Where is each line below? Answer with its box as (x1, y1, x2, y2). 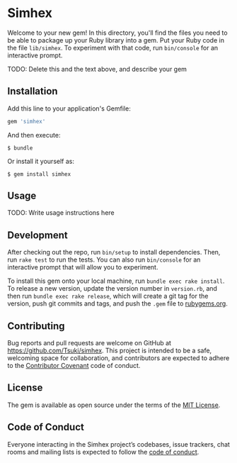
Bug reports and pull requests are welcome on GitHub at (7, 339, 172, 347)
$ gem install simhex (7, 170, 71, 178)
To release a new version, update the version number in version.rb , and (7, 284, 218, 293)
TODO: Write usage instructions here (7, 208, 115, 217)
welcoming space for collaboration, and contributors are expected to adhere (7, 354, 230, 362)
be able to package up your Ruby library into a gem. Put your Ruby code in (7, 35, 225, 44)
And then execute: (7, 130, 61, 139)
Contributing (7, 320, 65, 332)
